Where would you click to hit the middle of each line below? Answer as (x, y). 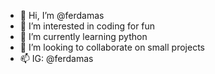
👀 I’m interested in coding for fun (87, 26)
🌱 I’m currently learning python (83, 36)
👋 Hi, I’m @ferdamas (62, 15)
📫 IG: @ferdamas (56, 58)
